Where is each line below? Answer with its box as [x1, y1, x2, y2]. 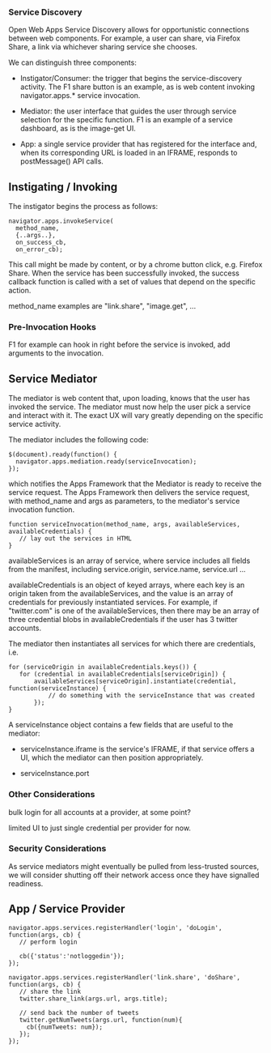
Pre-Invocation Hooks [8, 322, 97, 333]
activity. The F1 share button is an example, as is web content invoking [19, 82, 256, 92]
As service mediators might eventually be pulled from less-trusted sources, [8, 861, 260, 871]
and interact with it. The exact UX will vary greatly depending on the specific [8, 411, 264, 420]
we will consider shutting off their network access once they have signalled [8, 870, 260, 880]
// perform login [19, 938, 78, 946]
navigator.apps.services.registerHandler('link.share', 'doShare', [8, 973, 241, 982]
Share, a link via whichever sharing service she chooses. [8, 42, 198, 52]
